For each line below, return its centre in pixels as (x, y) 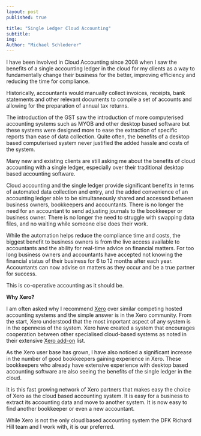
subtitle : (19, 34)
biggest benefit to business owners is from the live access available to (93, 242)
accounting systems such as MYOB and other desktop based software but (98, 124)
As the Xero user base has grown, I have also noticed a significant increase (99, 352)
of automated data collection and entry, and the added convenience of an (97, 192)
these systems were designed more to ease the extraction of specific (92, 130)
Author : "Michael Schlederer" (44, 45)
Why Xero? (20, 297)
